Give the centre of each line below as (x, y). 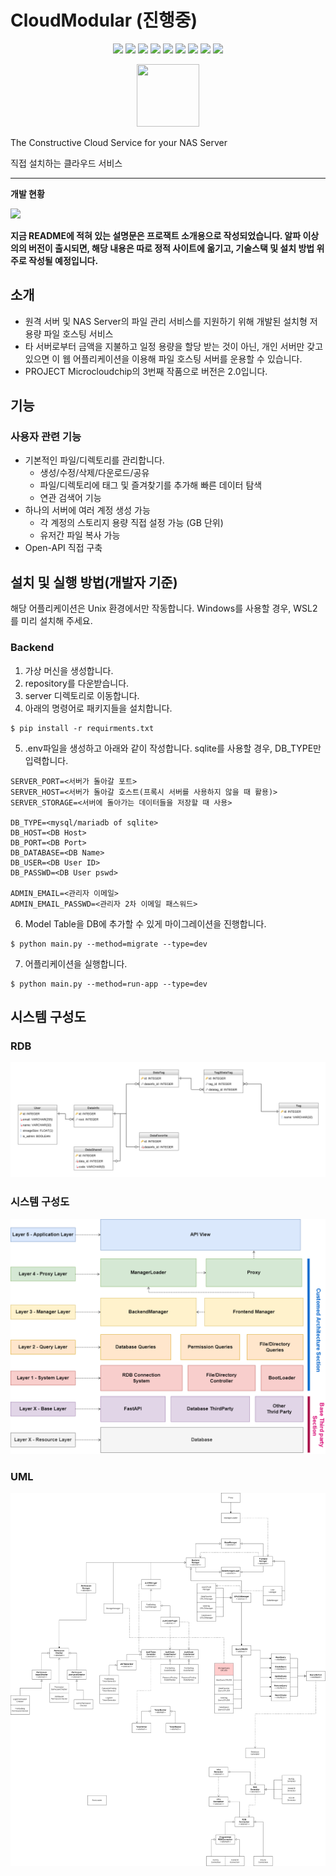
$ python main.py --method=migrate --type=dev (109, 944)
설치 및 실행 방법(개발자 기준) (94, 582)
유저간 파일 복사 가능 (80, 535)
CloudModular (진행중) (104, 20)
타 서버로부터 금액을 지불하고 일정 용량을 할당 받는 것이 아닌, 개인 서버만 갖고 (174, 346)
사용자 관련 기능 (46, 437)
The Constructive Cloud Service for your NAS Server (119, 142)
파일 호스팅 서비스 (78, 333)
